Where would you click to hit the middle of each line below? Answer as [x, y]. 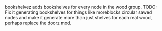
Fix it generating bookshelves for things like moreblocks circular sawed [78, 12]
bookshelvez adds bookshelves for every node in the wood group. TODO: [81, 7]
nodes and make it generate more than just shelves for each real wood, [78, 18]
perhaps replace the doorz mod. [38, 23]
